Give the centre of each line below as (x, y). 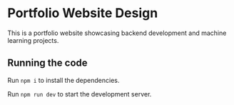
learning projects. (33, 40)
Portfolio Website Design (83, 13)
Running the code (47, 63)
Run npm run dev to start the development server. (80, 94)
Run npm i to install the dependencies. (63, 80)
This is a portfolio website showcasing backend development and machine (117, 33)
